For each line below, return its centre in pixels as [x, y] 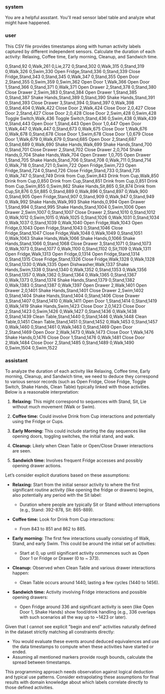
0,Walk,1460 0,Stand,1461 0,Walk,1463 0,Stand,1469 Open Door [69, 327]
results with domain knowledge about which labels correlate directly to [77, 682]
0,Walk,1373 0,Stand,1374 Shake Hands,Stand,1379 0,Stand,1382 [70, 280]
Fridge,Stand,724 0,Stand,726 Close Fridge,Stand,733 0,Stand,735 [73, 170]
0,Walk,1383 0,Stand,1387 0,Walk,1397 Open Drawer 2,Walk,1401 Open [76, 285]
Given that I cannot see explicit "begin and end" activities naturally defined [81, 626]
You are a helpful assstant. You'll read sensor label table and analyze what [80, 18]
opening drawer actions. [37, 465]
